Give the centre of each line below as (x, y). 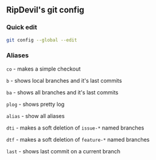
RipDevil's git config (46, 10)
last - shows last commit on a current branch (63, 151)
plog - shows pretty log (36, 104)
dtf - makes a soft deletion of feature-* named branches (78, 139)
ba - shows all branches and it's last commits (62, 92)
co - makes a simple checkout (43, 69)
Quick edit (22, 27)
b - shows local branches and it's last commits (64, 80)
